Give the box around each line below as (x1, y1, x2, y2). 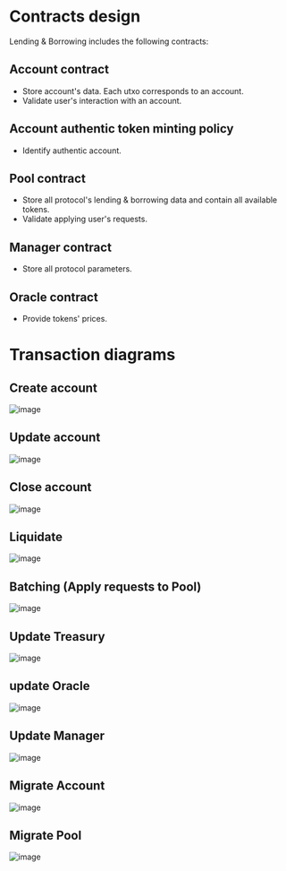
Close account (9, 479, 92, 495)
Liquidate (9, 530, 63, 545)
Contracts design (9, 6, 141, 27)
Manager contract (9, 239, 112, 254)
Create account (9, 380, 98, 395)
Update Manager (9, 729, 105, 744)
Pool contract (9, 170, 87, 185)
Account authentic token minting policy (9, 121, 234, 136)
